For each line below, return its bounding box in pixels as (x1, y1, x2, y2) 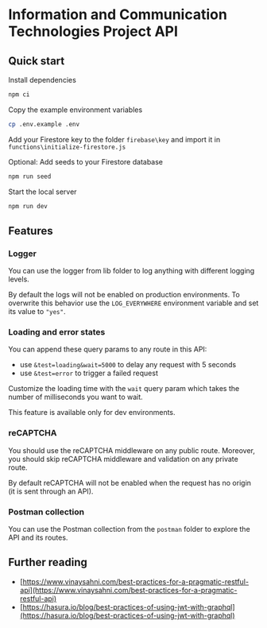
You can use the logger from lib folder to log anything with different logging (8, 266, 255, 276)
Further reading (8, 556, 87, 569)
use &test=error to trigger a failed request (19, 368, 159, 378)
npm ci (8, 91, 30, 99)
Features (8, 224, 53, 238)
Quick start (8, 54, 65, 68)
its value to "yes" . (8, 307, 66, 316)
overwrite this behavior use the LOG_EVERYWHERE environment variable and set (8, 298, 259, 308)
